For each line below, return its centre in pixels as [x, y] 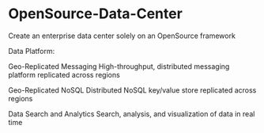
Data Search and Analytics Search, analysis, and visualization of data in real [132, 114]
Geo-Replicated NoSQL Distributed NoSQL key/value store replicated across [132, 90]
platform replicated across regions [64, 74]
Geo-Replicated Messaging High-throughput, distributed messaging [119, 66]
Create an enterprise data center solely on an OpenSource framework [122, 36]
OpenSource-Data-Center [96, 14]
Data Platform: [32, 51]
